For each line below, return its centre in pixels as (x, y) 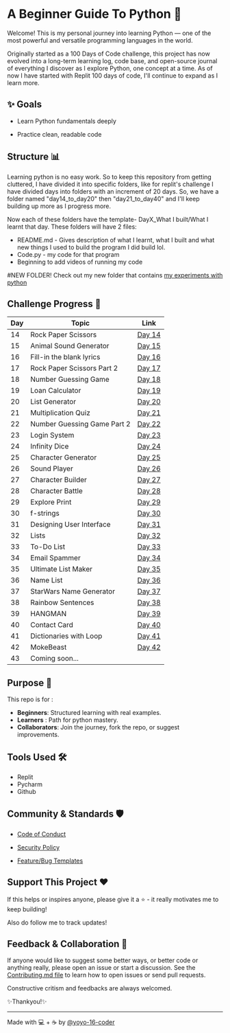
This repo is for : (30, 699)
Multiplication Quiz (61, 413)
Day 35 (149, 569)
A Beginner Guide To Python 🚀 (94, 14)
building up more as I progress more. (59, 206)
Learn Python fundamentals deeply (66, 121)
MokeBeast (49, 647)
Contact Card (52, 625)
